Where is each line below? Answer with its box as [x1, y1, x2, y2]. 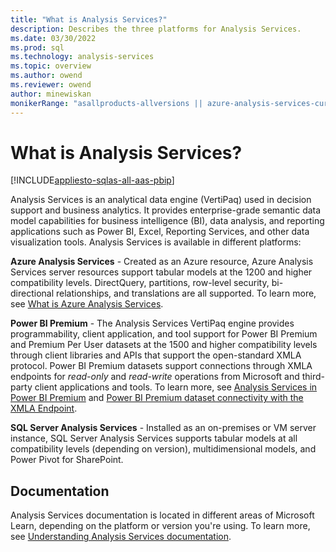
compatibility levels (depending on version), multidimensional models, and [10, 443, 317, 455]
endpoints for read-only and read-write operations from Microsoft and [10, 371, 300, 383]
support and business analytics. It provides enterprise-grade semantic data [10, 204, 322, 216]
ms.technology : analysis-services [10, 52, 155, 62]
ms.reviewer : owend [10, 80, 92, 90]
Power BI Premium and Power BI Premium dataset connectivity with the [10, 392, 304, 404]
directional [10, 287, 55, 300]
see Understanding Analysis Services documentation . [10, 531, 232, 543]
